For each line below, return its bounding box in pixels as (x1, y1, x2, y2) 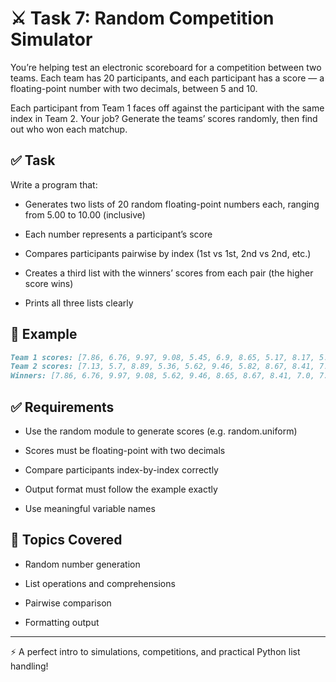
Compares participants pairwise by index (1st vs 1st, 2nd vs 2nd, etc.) (24, 247, 312, 259)
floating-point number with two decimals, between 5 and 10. (10, 82, 258, 94)
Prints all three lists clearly (24, 297, 134, 309)
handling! (10, 660, 49, 672)
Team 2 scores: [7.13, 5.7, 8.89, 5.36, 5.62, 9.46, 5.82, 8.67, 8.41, (10, 362, 315, 372)
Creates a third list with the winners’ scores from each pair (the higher (24, 267, 314, 279)
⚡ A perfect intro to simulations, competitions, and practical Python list (10, 645, 301, 657)
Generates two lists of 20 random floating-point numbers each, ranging (24, 198, 320, 210)
